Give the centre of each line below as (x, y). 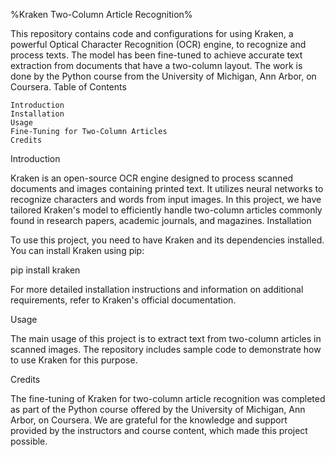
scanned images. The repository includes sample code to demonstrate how (166, 349)
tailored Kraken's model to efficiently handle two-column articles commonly (166, 210)
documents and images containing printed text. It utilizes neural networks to (167, 188)
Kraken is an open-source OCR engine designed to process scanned (152, 178)
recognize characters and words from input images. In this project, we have (166, 199)
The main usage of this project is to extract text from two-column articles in (166, 338)
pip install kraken (45, 270)
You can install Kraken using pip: (77, 250)
